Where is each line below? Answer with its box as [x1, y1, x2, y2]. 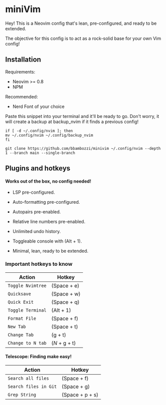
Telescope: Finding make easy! [5, 354, 72, 360]
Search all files [8, 375, 49, 381]
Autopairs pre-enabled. [12, 209, 61, 215]
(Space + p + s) [61, 391, 99, 398]
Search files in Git [8, 383, 57, 389]
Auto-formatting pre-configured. [12, 199, 80, 205]
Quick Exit [8, 299, 34, 305]
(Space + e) [51, 282, 79, 289]
